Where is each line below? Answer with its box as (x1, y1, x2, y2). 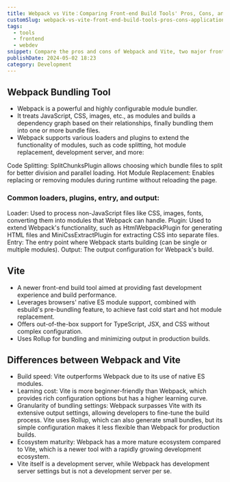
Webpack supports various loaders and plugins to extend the (16, 134, 190, 142)
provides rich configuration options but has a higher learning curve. (16, 394, 208, 402)
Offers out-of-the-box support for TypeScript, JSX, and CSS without (16, 320, 210, 328)
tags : (7, 23, 23, 29)
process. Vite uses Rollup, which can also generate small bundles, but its (16, 416, 223, 424)
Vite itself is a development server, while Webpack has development (16, 460, 210, 468)
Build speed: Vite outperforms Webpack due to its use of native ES (16, 372, 205, 381)
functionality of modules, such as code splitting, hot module (16, 141, 186, 149)
